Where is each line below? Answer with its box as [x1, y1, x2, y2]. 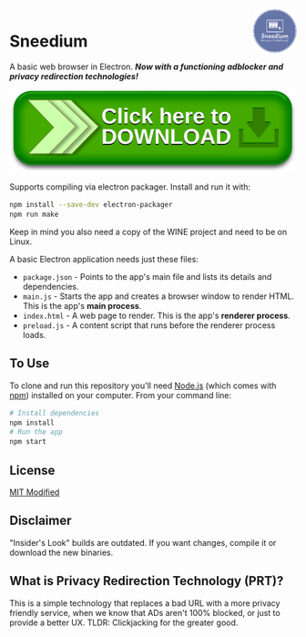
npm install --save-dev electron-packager [9, 200, 173, 210]
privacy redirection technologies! [9, 70, 139, 81]
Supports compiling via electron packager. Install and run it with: [9, 181, 251, 192]
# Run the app [9, 427, 64, 437]
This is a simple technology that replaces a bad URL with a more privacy [9, 597, 280, 609]
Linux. [9, 236, 33, 247]
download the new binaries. [9, 547, 114, 558]
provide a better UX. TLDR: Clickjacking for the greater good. [9, 617, 239, 628]
